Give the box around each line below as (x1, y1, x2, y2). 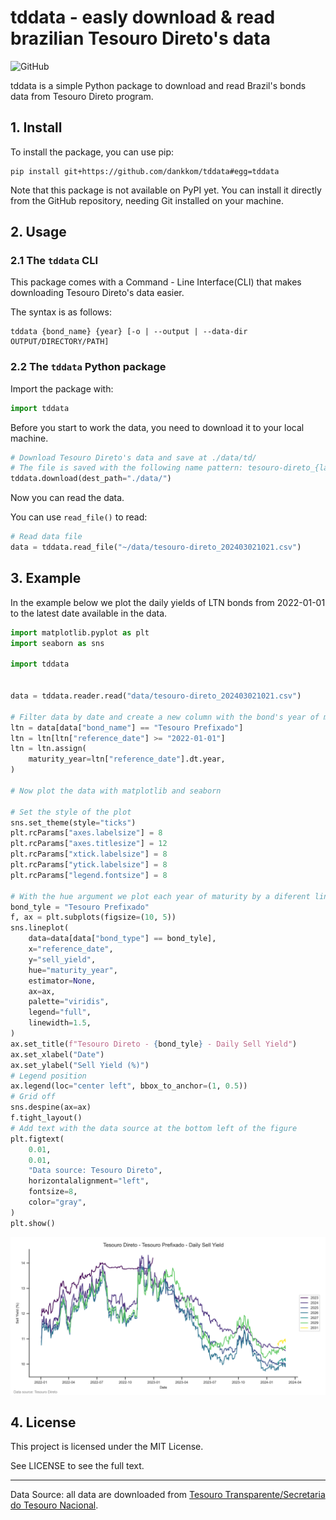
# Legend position (10, 1071, 87, 1081)
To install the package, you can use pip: (10, 146, 175, 158)
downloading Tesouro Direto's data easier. (10, 287, 185, 299)
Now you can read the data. (10, 492, 125, 504)
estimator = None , (28, 976, 97, 986)
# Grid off (10, 1092, 56, 1102)
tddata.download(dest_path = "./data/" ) (10, 474, 172, 484)
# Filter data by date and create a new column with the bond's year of (10, 712, 320, 722)
